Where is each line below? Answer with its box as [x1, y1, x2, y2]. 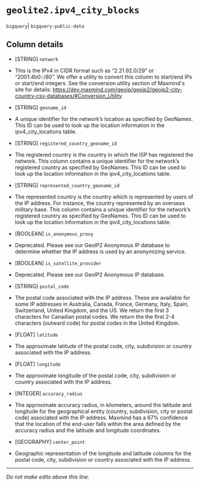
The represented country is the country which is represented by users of [14, 193, 193, 200]
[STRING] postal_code [14, 282, 70, 290]
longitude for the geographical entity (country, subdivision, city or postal [14, 408, 193, 415]
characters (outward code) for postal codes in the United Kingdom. [14, 319, 180, 327]
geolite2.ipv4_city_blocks [6, 5, 140, 16]
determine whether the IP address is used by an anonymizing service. [14, 248, 186, 255]
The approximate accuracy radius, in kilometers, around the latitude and [14, 401, 192, 408]
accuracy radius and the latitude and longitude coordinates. [14, 427, 161, 434]
